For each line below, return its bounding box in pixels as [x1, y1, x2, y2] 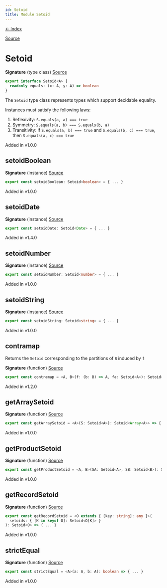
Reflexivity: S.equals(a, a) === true [12, 117, 88, 123]
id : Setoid [5, 7, 28, 12]
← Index [5, 25, 22, 31]
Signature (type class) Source [5, 69, 67, 75]
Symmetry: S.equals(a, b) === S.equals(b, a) [12, 122, 110, 128]
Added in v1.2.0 [5, 384, 37, 390]
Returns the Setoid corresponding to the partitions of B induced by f [5, 355, 145, 361]
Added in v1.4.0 [5, 235, 37, 241]
